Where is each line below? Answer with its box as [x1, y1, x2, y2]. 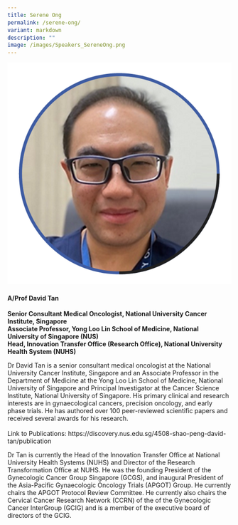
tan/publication [7, 437, 52, 445]
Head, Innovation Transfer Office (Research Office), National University [7, 340, 222, 348]
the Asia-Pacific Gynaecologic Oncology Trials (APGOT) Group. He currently [7, 481, 232, 489]
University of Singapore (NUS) [7, 332, 99, 341]
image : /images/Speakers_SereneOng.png [7, 41, 126, 49]
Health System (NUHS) [7, 348, 77, 356]
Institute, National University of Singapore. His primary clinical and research [7, 392, 229, 400]
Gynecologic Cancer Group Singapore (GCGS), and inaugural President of [7, 474, 224, 482]
